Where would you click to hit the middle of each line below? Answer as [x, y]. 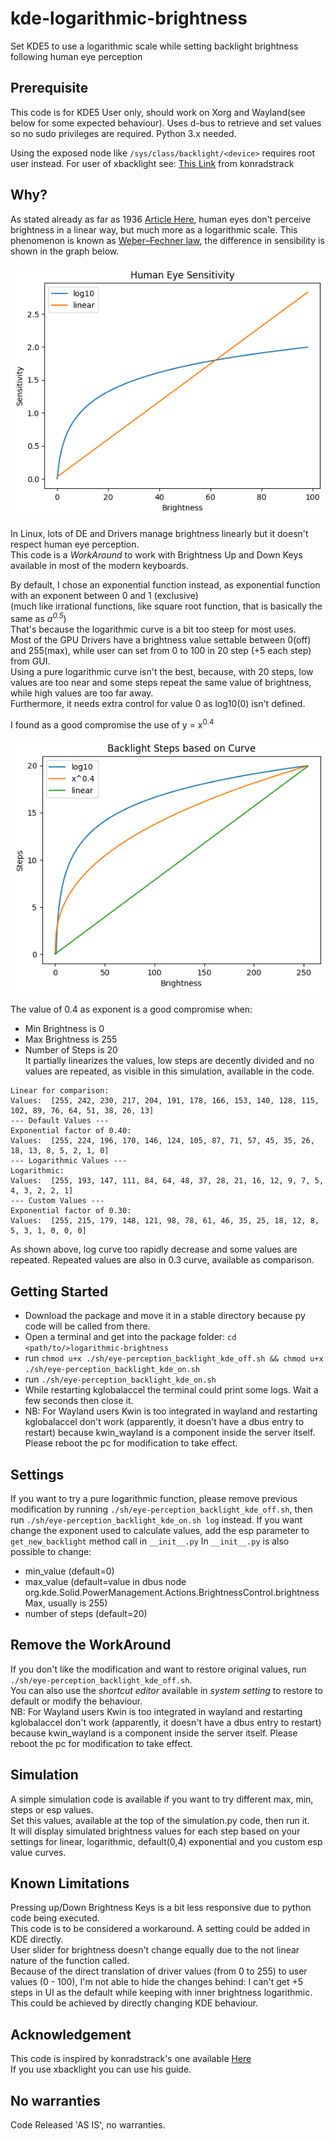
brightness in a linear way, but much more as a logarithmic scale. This [154, 229]
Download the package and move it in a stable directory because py [165, 1316]
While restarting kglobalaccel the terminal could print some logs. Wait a [171, 1390]
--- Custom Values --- [57, 1201]
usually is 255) [77, 1603]
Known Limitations [70, 1883]
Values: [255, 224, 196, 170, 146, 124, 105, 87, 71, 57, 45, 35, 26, [162, 1141]
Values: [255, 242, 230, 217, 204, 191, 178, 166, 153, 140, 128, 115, [165, 1101]
